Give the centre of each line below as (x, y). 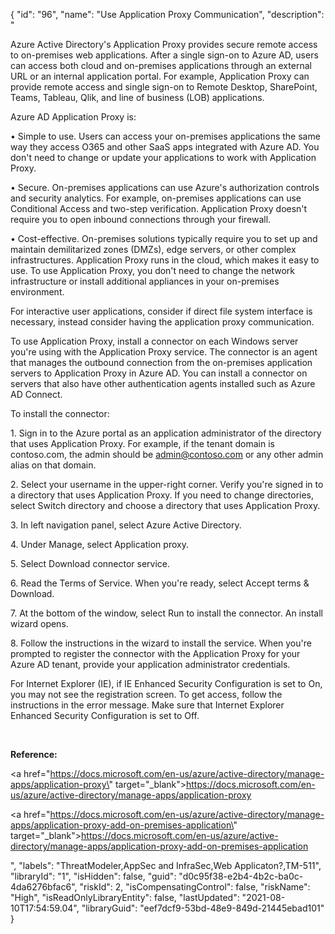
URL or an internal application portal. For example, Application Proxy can (160, 76)
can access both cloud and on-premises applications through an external (161, 65)
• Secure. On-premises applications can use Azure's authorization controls (165, 187)
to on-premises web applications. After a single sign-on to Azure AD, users (164, 55)
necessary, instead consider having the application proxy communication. (162, 322)
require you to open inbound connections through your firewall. (141, 219)
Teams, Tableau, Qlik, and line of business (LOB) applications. (137, 97)
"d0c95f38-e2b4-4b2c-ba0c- (241, 876)
